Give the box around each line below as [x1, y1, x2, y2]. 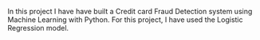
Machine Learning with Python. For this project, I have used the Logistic [7, 15, 243, 24]
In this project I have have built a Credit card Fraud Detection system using [7, 7, 253, 16]
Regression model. [7, 24, 69, 32]
